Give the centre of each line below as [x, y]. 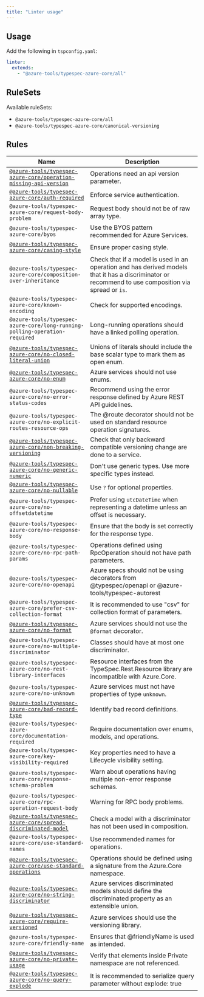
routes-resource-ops [39, 428]
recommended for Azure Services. [139, 235]
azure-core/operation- [42, 177]
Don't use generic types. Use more [140, 466]
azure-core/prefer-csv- [44, 608]
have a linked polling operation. [134, 332]
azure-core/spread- [37, 822]
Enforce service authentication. [134, 195]
